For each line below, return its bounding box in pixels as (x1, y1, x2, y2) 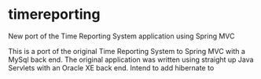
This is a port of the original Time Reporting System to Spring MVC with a (8, 46, 246, 56)
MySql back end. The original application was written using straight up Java (8, 55, 254, 64)
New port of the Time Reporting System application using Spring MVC (8, 31, 235, 41)
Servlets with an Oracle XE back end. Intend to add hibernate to (8, 63, 215, 72)
